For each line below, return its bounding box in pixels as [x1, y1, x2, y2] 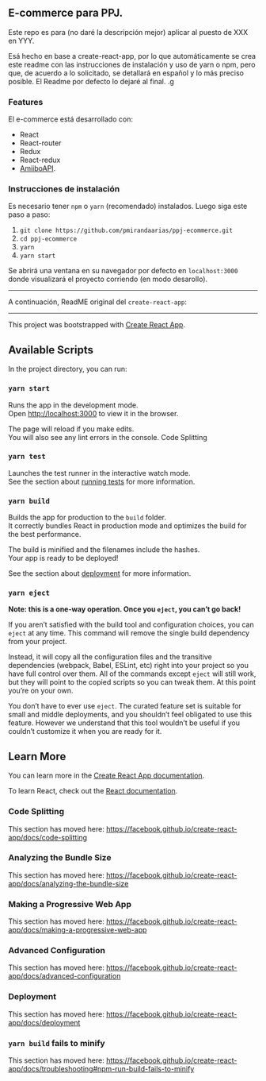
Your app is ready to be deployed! [8, 554, 119, 563]
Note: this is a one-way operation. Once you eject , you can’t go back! [8, 604, 241, 614]
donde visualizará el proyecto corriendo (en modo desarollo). [8, 274, 208, 284]
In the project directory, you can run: [8, 365, 127, 374]
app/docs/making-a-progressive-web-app [8, 925, 147, 935]
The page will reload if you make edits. [8, 424, 135, 434]
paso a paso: [8, 210, 51, 219]
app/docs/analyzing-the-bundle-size [8, 878, 129, 888]
